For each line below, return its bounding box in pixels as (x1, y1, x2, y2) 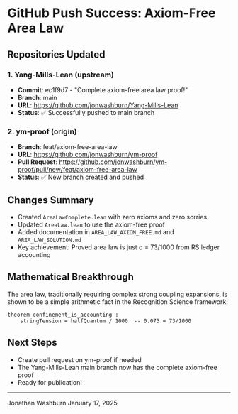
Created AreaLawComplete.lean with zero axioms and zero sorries (17, 212, 208, 221)
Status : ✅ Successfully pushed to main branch (17, 108, 154, 116)
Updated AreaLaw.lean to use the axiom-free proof (17, 220, 165, 229)
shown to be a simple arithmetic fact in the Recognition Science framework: (7, 297, 228, 306)
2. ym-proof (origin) (7, 126, 77, 136)
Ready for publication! (17, 378, 83, 386)
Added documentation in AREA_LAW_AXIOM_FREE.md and (17, 227, 175, 236)
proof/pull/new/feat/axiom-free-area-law (17, 165, 138, 174)
